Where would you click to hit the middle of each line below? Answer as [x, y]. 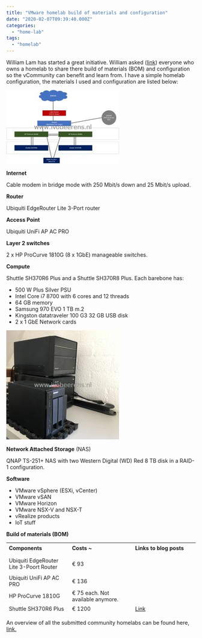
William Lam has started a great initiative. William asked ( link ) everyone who [100, 62]
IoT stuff [25, 522]
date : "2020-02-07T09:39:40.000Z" [50, 19]
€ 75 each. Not [90, 593]
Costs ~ [82, 548]
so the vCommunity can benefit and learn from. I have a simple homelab [96, 75]
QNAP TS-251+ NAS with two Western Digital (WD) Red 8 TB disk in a [92, 461]
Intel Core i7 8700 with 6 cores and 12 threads [72, 296]
